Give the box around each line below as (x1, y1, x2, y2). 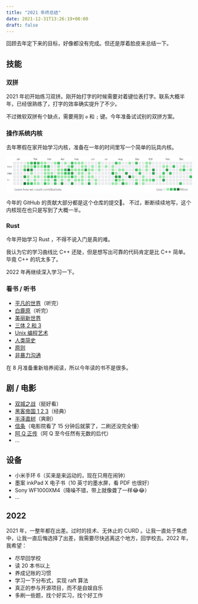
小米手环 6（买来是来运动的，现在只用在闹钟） (14, 472, 129, 479)
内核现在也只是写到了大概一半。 (6, 207, 84, 214)
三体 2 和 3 (14, 321, 41, 329)
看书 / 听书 (6, 285, 36, 293)
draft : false (6, 22, 38, 28)
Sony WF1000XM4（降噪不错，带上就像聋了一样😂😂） (14, 487, 150, 494)
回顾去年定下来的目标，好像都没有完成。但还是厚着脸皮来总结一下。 (6, 40, 172, 47)
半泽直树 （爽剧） (14, 415, 57, 422)
